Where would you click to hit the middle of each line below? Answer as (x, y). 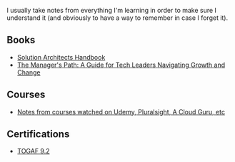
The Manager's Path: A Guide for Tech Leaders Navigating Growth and (121, 65)
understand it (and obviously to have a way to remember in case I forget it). (117, 18)
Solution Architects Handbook (61, 57)
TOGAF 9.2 (34, 151)
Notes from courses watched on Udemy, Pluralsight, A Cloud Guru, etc (121, 112)
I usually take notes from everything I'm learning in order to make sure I (112, 10)
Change (29, 72)
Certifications (38, 134)
